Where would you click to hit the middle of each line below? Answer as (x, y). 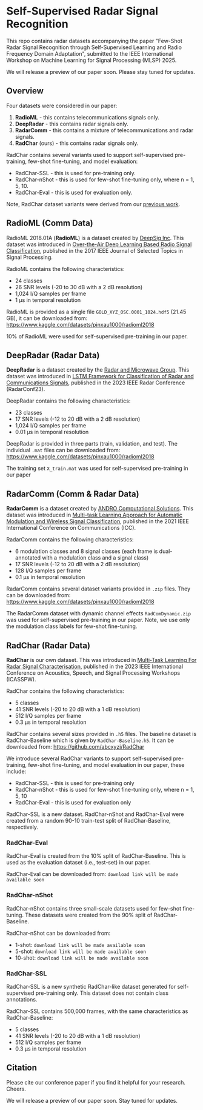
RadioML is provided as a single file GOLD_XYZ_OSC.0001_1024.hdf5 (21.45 (96, 312)
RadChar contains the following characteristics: (65, 691)
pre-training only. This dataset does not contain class (102, 993)
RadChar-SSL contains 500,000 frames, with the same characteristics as (97, 1011)
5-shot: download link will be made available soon (81, 951)
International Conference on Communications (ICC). (71, 528)
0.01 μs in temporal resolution (52, 432)
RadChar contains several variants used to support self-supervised (90, 155)
